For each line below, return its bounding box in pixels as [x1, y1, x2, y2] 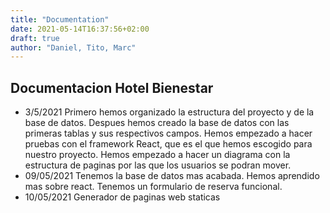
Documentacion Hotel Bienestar [10, 79, 214, 96]
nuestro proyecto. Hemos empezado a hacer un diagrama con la [24, 149, 291, 161]
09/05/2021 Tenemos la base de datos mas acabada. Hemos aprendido [24, 170, 320, 182]
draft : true [10, 33, 60, 43]
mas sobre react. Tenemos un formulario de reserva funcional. [24, 181, 283, 193]
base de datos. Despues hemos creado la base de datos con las [24, 117, 290, 129]
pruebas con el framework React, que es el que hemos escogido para [24, 138, 313, 150]
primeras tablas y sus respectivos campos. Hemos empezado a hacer [24, 127, 313, 140]
